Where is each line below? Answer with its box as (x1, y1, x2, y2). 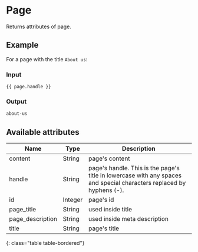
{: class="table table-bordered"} (6, 240, 85, 247)
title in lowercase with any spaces (88, 171, 182, 180)
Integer (62, 195, 83, 204)
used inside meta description (88, 215, 169, 223)
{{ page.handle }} (6, 84, 51, 90)
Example (6, 40, 39, 50)
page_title (9, 205, 37, 214)
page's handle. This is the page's (88, 164, 180, 173)
